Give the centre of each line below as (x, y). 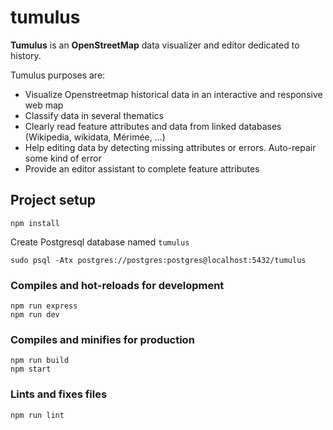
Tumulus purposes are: (58, 75)
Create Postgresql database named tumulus (100, 242)
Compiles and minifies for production (102, 339)
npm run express (44, 306)
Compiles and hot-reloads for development (117, 285)
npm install (35, 223)
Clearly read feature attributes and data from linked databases (153, 126)
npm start (31, 369)
